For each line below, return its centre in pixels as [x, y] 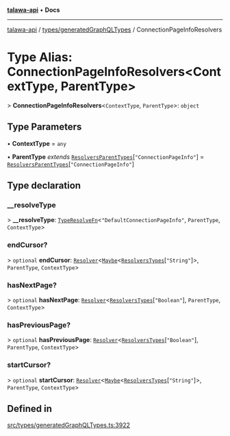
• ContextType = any [37, 143]
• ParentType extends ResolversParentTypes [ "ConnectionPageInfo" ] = [106, 156]
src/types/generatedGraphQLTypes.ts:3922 [69, 425]
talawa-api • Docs [34, 10]
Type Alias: [40, 57]
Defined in [30, 409]
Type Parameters [44, 127]
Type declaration [44, 185]
